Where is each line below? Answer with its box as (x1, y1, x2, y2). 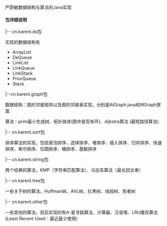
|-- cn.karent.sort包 (5, 129, 45, 135)
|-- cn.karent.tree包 (5, 178, 45, 184)
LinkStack (12, 70, 33, 76)
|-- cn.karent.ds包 (5, 29, 42, 35)
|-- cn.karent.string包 (5, 156, 49, 163)
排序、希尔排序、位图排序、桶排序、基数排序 (5, 146, 97, 152)
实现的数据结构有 (5, 39, 40, 45)
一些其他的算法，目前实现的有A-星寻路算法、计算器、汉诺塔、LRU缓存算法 (5, 210, 158, 216)
